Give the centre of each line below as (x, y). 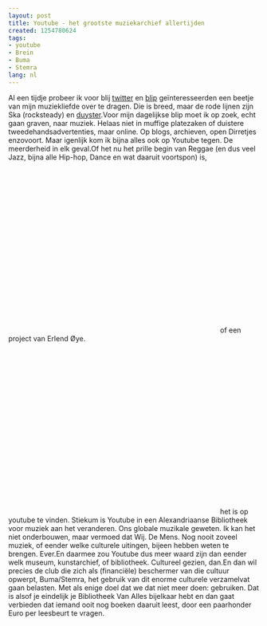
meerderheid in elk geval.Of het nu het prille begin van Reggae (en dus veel (132, 148)
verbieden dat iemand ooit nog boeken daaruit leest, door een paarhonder (130, 604)
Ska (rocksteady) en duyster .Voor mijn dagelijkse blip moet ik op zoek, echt (132, 114)
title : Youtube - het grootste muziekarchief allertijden (106, 23)
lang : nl (23, 75)
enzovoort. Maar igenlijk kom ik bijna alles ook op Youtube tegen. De (121, 140)
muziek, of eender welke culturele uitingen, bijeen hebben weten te (119, 545)
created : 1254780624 (43, 30)
